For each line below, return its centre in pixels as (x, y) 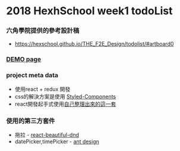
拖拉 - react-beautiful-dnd (47, 135)
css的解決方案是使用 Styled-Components (65, 96)
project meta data (32, 75)
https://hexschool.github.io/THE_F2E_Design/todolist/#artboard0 (94, 44)
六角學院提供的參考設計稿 (43, 31)
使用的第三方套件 (31, 121)
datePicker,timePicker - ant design (57, 141)
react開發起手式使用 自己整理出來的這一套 (65, 104)
